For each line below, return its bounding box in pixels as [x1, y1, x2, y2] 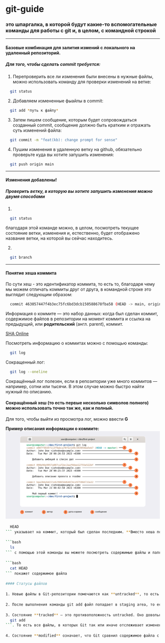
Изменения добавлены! [5, 177, 57, 183]
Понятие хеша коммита [5, 270, 57, 276]
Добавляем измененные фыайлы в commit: [12, 97, 103, 104]
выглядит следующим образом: [5, 292, 72, 298]
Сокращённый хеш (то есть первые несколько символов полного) [5, 400, 149, 406]
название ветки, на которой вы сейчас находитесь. [5, 235, 114, 241]
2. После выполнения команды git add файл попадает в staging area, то [5, 602, 155, 607]
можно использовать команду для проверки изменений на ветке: [12, 79, 151, 85]
